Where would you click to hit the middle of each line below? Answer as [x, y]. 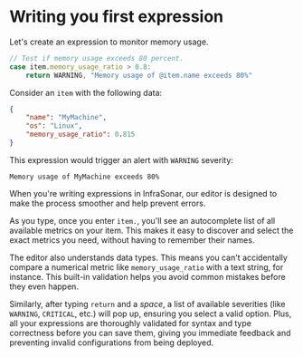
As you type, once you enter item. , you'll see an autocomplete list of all [142, 220]
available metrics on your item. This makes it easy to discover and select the [151, 230]
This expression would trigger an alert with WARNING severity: [121, 159]
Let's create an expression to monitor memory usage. [109, 42]
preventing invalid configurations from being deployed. [112, 343]
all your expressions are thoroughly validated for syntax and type [130, 323]
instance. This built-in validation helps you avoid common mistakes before [148, 276]
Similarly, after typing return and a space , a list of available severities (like [147, 304]
